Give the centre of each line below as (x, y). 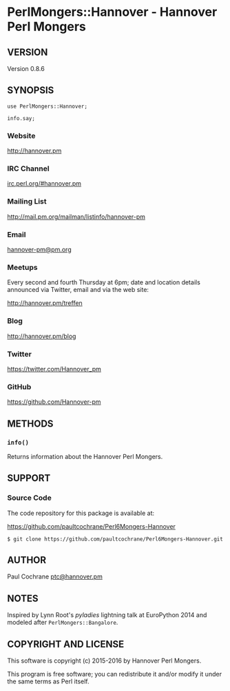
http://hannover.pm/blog (42, 336)
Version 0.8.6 (26, 69)
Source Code (29, 498)
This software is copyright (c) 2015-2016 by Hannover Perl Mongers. (104, 661)
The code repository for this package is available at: (81, 513)
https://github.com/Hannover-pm (54, 402)
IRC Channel (28, 168)
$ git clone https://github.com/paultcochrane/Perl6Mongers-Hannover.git (115, 539)
